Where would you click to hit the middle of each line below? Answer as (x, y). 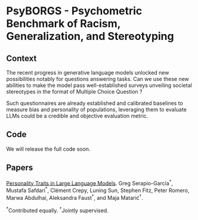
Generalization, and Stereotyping (90, 36)
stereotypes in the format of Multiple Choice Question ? (74, 92)
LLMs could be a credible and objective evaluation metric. (77, 116)
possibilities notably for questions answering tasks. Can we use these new (98, 79)
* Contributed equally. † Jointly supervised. (57, 210)
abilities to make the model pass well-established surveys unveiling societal (99, 85)
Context (21, 58)
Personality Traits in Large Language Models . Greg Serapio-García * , (90, 182)
